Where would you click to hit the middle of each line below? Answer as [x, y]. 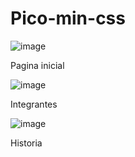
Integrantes [34, 104]
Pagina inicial [37, 65]
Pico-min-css [68, 18]
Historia [26, 143]
